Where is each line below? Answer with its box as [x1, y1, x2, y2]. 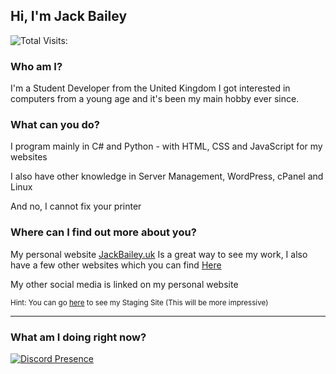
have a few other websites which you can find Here [10, 259, 222, 271]
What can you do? [10, 118, 101, 132]
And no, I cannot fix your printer [10, 200, 142, 213]
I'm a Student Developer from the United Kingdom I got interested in [10, 82, 291, 94]
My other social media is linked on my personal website [10, 278, 239, 290]
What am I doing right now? [10, 330, 147, 344]
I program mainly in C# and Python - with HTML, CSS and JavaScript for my [10, 140, 323, 153]
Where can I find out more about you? [10, 225, 197, 239]
